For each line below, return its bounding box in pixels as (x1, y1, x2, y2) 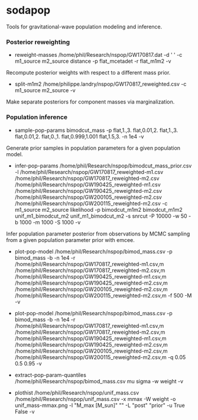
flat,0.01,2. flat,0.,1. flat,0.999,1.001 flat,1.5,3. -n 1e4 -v (14, 133, 144, 140)
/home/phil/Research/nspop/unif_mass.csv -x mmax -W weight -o (14, 395, 176, 402)
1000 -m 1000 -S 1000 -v (20, 218, 81, 225)
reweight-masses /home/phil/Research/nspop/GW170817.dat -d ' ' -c (14, 51, 183, 59)
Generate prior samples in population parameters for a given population (6, 144, 181, 151)
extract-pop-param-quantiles (14, 371, 87, 379)
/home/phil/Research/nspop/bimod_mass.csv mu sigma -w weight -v (14, 377, 184, 385)
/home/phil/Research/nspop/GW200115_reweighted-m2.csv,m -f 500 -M (14, 292, 192, 299)
